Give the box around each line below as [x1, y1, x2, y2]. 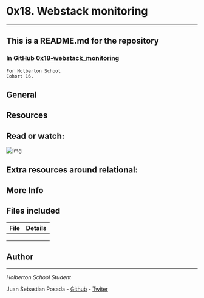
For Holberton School [6, 68, 61, 74]
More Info [6, 185, 44, 195]
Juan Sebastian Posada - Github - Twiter [6, 285, 108, 293]
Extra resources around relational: [6, 164, 138, 175]
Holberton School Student [6, 273, 72, 280]
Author [6, 252, 33, 262]
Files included [6, 206, 61, 216]
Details [25, 223, 47, 232]
